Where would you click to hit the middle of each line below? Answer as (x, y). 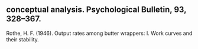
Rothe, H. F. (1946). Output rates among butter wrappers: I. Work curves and (99, 33)
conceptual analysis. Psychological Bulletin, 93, (96, 10)
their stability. (23, 39)
